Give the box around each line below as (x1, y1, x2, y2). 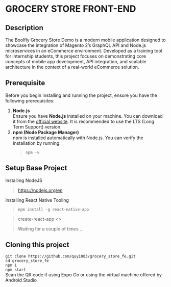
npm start (5, 267, 27, 273)
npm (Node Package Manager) (12, 129, 79, 135)
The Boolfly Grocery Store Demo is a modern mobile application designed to (5, 37, 166, 43)
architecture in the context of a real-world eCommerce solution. (5, 64, 139, 70)
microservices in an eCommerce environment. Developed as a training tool (5, 48, 162, 54)
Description (5, 23, 43, 32)
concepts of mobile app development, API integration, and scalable (5, 59, 146, 64)
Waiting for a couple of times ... (17, 225, 84, 232)
